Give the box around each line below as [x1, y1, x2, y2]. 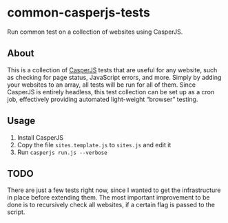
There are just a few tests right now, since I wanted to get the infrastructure [7, 186, 221, 194]
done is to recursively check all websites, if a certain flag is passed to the [7, 201, 216, 209]
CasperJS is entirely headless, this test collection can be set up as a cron [7, 87, 215, 96]
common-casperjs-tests [7, 5, 150, 21]
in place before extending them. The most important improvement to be [7, 193, 210, 202]
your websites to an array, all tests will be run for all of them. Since [7, 81, 196, 89]
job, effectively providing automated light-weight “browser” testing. [7, 95, 198, 103]
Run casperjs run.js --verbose [17, 148, 108, 156]
